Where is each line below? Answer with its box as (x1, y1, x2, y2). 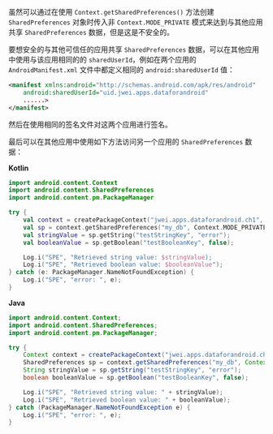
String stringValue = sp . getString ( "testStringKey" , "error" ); (23, 366, 242, 375)
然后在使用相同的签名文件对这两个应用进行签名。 (8, 119, 172, 129)
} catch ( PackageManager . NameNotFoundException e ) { (8, 403, 191, 411)
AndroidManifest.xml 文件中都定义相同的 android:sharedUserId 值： (8, 65, 236, 75)
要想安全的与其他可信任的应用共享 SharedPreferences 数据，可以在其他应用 (8, 45, 260, 54)
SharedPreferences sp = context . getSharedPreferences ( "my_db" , (23, 359, 242, 367)
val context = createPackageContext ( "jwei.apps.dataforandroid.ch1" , (23, 216, 264, 224)
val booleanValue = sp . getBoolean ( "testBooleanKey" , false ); (23, 238, 234, 247)
